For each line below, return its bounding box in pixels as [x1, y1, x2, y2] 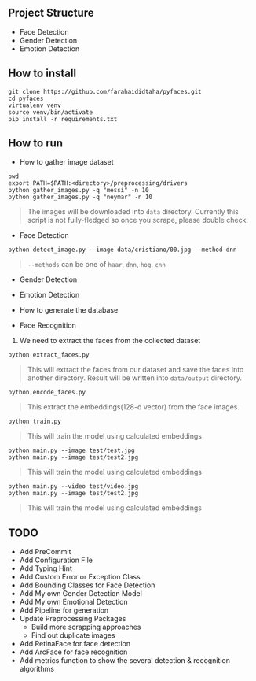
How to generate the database [19, 305, 119, 315]
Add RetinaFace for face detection [19, 639, 131, 649]
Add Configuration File [19, 555, 93, 565]
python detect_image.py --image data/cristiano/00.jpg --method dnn [8, 246, 237, 254]
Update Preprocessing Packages [19, 614, 126, 624]
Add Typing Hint [19, 564, 72, 573]
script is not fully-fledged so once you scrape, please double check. [27, 216, 249, 225]
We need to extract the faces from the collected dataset [19, 336, 201, 346]
